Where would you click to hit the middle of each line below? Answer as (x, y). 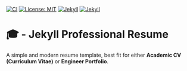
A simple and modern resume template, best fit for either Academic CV (94, 55)
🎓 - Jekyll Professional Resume (87, 34)
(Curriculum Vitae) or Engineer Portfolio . (57, 61)
